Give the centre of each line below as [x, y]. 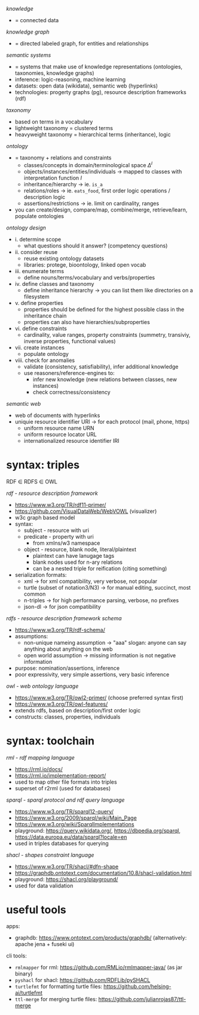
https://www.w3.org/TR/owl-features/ [61, 704]
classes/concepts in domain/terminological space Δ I [88, 164]
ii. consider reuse [36, 252]
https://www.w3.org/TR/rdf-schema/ [60, 630]
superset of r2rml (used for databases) [63, 788]
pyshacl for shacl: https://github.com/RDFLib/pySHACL [82, 980]
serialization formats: [41, 575]
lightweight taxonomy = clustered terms [64, 128]
